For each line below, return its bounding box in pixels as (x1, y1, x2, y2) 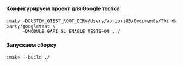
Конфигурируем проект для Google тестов (6, 5, 120, 12)
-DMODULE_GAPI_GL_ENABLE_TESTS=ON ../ (22, 29, 121, 35)
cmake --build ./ (6, 55, 50, 61)
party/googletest (6, 23, 50, 29)
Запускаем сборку (6, 41, 57, 48)
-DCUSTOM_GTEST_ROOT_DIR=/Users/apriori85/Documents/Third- (22, 18, 178, 24)
